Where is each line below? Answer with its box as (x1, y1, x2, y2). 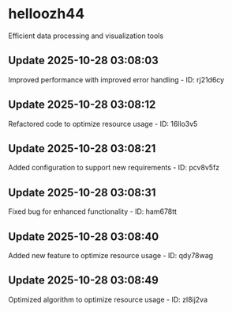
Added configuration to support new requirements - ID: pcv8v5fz (8, 163, 220, 173)
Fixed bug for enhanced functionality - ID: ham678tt (8, 207, 178, 216)
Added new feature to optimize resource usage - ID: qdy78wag (8, 251, 214, 260)
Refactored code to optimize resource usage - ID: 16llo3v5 (8, 119, 198, 128)
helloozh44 (8, 5, 85, 23)
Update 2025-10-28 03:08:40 (8, 230, 159, 243)
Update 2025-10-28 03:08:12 (8, 98, 156, 112)
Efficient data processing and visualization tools (8, 31, 164, 40)
